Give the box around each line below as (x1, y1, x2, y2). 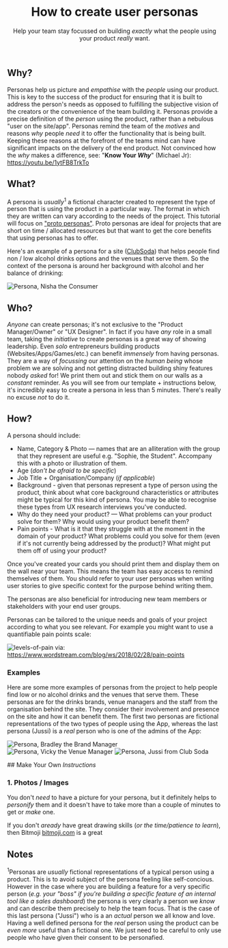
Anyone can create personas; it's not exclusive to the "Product (7, 320, 183, 329)
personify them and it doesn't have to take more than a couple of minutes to (7, 801, 220, 809)
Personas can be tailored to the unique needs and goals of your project (7, 615, 208, 624)
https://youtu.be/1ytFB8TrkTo (7, 158, 89, 167)
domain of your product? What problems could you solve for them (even (16, 532, 220, 540)
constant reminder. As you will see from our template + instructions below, (7, 378, 216, 387)
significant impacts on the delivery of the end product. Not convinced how (7, 143, 216, 151)
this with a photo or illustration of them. (16, 459, 128, 467)
